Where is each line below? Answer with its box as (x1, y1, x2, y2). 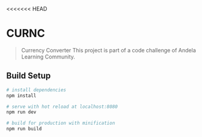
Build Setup (6, 71, 51, 81)
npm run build (6, 126, 42, 132)
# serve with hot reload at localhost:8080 (6, 104, 118, 110)
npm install (6, 93, 36, 99)
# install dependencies (6, 86, 67, 93)
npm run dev (6, 109, 36, 115)
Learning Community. (21, 53, 76, 60)
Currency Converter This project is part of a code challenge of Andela (21, 46, 196, 54)
